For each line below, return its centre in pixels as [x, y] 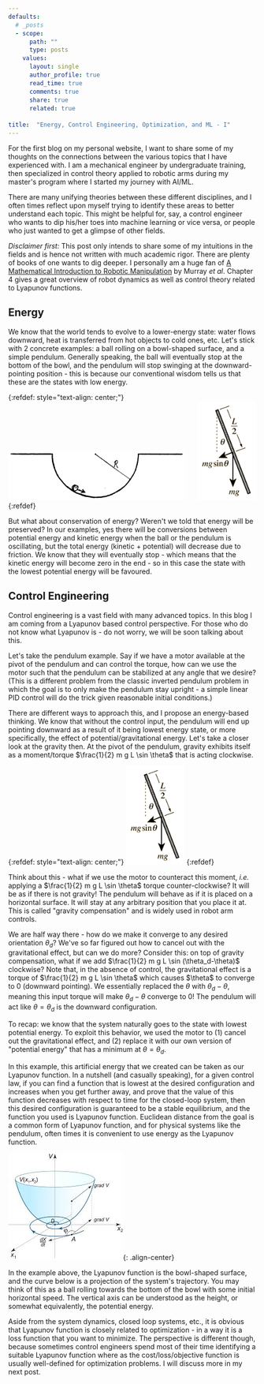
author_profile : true [65, 75]
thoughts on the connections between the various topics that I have [118, 157]
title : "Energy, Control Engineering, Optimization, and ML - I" [119, 125]
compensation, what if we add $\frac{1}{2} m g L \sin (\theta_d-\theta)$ [124, 961]
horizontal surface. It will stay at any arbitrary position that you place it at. [127, 902]
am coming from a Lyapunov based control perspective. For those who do [128, 623]
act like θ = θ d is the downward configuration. [83, 1008]
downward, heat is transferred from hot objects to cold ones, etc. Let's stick [131, 340]
